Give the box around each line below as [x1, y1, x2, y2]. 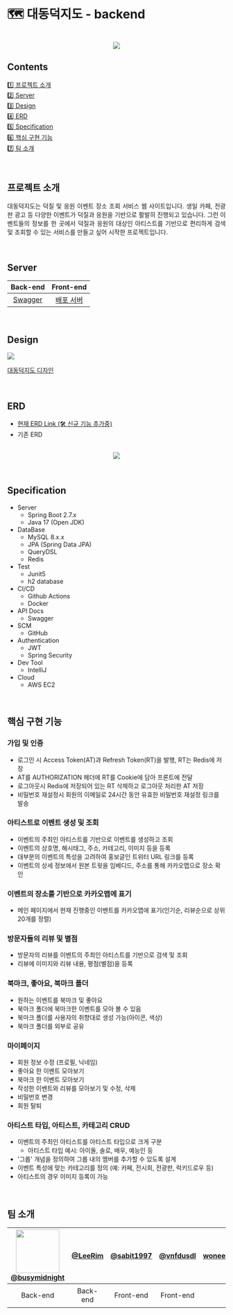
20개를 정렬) [17, 915, 52, 923]
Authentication [17, 636, 60, 644]
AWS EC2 [27, 680, 55, 689]
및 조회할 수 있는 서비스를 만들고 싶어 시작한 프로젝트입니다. [7, 227, 169, 236]
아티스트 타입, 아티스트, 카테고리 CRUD [7, 1120, 130, 1130]
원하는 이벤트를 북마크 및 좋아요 [17, 995, 103, 1004]
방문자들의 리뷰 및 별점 [7, 934, 78, 944]
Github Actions [27, 591, 71, 600]
